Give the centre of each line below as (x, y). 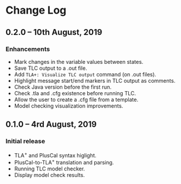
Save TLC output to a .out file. (50, 68)
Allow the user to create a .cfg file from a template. (76, 99)
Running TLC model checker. (50, 169)
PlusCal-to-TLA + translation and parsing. (64, 162)
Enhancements (28, 49)
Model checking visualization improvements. (69, 106)
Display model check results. (50, 175)
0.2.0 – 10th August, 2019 (54, 32)
